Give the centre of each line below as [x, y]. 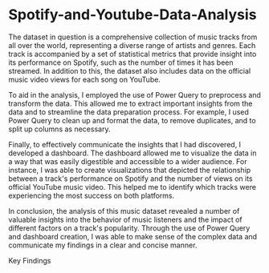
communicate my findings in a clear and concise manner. [103, 245]
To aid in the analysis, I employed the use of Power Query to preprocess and [134, 94]
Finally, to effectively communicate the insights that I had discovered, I [125, 144]
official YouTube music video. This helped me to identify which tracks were [132, 187]
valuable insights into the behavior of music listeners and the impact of [125, 219]
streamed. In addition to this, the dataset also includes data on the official [130, 70]
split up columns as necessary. [59, 129]
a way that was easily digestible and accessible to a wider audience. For [128, 161]
